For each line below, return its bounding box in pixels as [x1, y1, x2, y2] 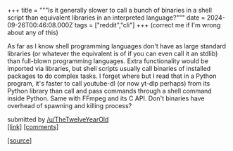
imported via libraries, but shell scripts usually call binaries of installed [7, 65, 211, 72]
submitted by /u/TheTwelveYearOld [7, 115, 109, 124]
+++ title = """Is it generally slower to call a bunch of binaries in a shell [7, 6, 213, 14]
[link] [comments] [7, 123, 59, 131]
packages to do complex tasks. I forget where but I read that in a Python [7, 72, 217, 80]
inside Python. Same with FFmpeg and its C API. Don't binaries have [7, 94, 205, 103]
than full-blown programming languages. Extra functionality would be [7, 57, 209, 65]
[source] [7, 136, 32, 145]
